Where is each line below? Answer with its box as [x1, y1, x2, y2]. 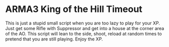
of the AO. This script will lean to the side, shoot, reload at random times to [5, 30, 162, 36]
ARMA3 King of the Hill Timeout [5, 3, 143, 15]
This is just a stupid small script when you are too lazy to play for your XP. [5, 20, 160, 26]
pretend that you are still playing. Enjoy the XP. [5, 36, 103, 42]
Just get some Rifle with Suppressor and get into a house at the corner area [5, 25, 164, 31]
